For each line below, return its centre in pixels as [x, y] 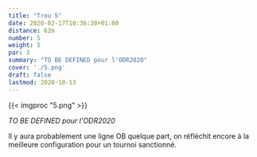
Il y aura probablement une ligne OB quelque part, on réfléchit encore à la [128, 135]
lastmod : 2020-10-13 [43, 82]
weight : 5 [25, 45]
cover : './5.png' [37, 68]
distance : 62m [32, 30]
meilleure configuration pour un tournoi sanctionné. [93, 144]
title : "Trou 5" [35, 16]
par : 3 [19, 53]
